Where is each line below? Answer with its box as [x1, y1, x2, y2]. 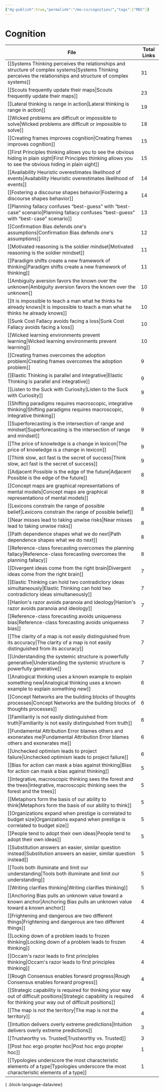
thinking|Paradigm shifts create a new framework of [7, 263, 126, 270]
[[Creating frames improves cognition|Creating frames [7, 135, 133, 142]
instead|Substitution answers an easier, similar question [7, 850, 136, 857]
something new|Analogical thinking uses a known [7, 679, 121, 686]
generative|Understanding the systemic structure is [7, 659, 125, 666]
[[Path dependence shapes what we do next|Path [7, 530, 121, 537]
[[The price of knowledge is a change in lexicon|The [7, 440, 127, 447]
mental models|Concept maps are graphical [7, 488, 108, 495]
